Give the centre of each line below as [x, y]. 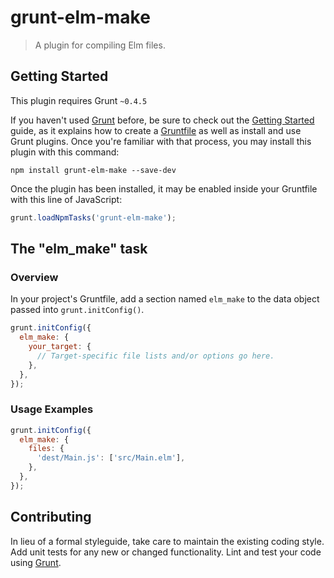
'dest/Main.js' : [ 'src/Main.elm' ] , [111, 458]
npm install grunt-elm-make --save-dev [93, 170]
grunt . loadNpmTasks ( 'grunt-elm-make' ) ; [93, 217]
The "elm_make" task [79, 249]
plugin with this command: [65, 152]
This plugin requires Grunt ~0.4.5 [79, 100]
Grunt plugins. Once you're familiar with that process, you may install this [161, 141]
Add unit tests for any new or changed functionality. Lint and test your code [166, 552]
